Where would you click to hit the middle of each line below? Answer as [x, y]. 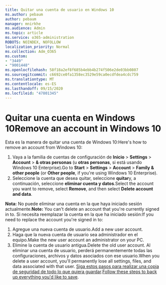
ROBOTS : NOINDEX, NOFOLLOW [33, 42]
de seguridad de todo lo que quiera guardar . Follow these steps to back [84, 272]
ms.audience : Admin [25, 28]
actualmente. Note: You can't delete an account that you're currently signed [82, 209]
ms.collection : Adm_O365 [31, 51]
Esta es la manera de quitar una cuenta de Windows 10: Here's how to [76, 142]
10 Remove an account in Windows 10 [83, 128]
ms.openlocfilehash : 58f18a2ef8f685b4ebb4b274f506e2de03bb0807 [72, 70]
